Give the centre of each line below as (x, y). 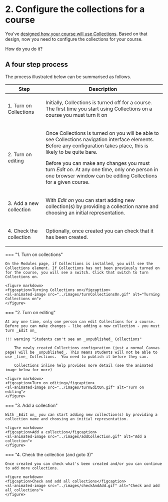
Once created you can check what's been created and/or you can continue (84, 464)
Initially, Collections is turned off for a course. (99, 102)
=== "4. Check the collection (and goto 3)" (49, 454)
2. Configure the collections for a (75, 9)
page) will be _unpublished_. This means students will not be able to (81, 352)
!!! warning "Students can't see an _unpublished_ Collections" (73, 339)
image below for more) (29, 370)
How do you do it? (24, 49)
